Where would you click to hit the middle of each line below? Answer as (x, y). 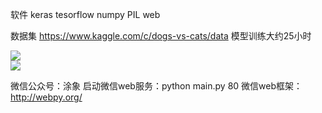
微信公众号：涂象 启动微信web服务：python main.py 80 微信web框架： (156, 86)
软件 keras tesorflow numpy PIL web (85, 14)
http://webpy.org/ (46, 97)
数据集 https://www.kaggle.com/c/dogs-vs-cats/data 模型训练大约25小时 (161, 36)
